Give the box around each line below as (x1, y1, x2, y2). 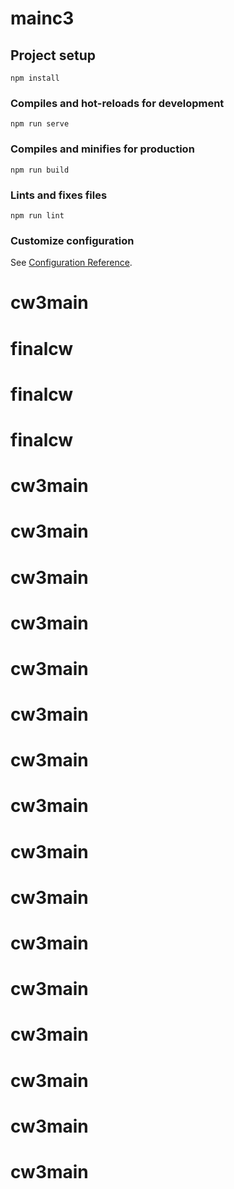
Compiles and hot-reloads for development (10, 96, 225, 110)
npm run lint (10, 210, 65, 221)
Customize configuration (10, 233, 135, 247)
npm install (10, 73, 60, 83)
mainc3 (10, 7, 75, 30)
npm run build (10, 165, 70, 175)
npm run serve (10, 119, 70, 129)
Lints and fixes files (10, 188, 108, 202)
